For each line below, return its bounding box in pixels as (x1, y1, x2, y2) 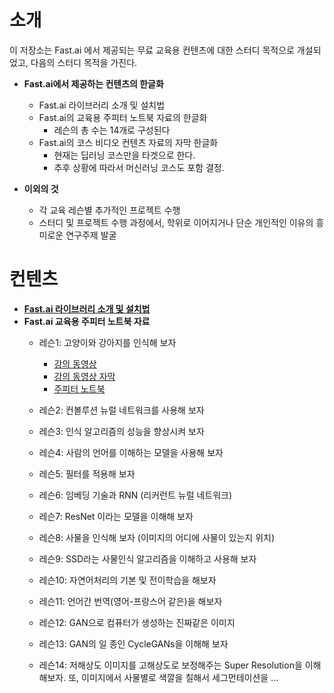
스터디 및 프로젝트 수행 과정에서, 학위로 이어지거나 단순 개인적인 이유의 (38, 216, 314, 228)
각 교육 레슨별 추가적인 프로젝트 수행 (38, 204, 181, 216)
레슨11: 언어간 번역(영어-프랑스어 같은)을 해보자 (38, 595, 223, 607)
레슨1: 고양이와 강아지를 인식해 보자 (38, 336, 177, 348)
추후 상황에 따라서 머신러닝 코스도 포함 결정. (53, 161, 225, 173)
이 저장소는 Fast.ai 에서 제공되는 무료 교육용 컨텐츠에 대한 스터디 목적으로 (9, 44, 295, 56)
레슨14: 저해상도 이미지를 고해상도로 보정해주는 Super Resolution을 (38, 659, 303, 671)
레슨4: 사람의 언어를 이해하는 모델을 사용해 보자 (38, 446, 224, 458)
